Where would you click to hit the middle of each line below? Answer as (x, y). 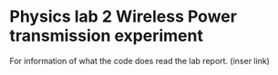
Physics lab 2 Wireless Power (123, 17)
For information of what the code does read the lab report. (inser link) (140, 61)
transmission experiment (106, 36)
